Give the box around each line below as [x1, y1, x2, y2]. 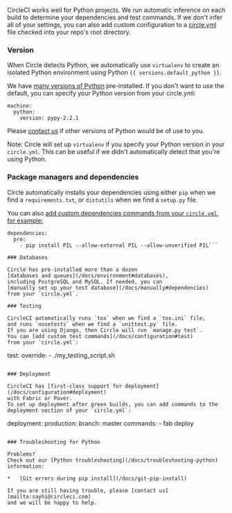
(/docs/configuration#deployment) [7, 388, 107, 396]
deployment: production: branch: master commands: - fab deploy [7, 419, 194, 427]
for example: [7, 216, 44, 225]
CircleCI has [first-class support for [7, 383, 123, 390]
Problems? [7, 451, 36, 458]
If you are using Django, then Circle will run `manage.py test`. [7, 327, 203, 333]
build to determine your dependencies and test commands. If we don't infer [7, 13, 223, 21]
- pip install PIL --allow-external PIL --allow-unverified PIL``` [19, 242, 218, 249]
